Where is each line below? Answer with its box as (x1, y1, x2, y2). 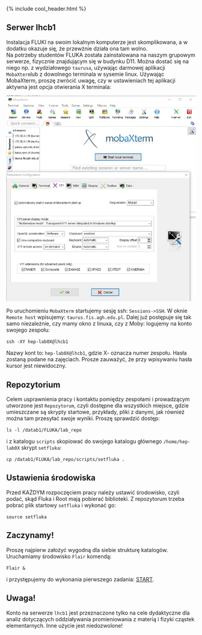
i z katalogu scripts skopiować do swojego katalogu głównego (6, 438, 162, 445)
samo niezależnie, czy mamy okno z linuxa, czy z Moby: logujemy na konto (6, 320, 192, 327)
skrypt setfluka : (20, 444, 62, 451)
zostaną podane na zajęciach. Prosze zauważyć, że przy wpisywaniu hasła (6, 356, 192, 363)
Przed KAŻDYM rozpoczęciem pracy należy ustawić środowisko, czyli (6, 489, 180, 496)
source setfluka (6, 514, 47, 520)
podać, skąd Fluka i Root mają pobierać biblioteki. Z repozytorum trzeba (6, 495, 185, 502)
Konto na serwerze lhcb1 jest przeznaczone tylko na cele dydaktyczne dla (6, 609, 191, 616)
